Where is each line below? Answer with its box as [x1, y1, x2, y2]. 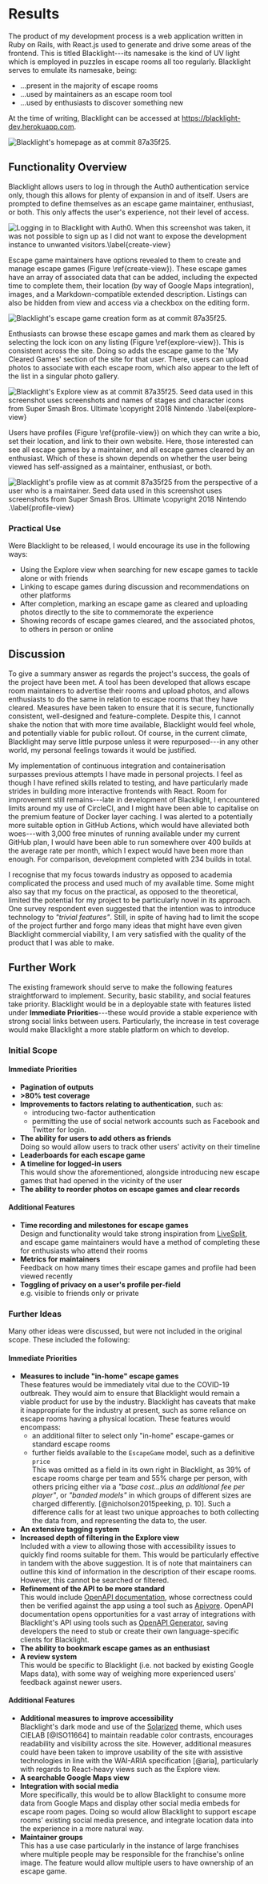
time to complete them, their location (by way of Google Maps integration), [8, 281, 254, 290]
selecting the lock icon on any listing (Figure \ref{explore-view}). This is [8, 337, 245, 346]
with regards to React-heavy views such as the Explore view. [19, 1764, 221, 1774]
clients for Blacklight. [19, 1634, 90, 1644]
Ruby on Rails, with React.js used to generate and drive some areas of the [8, 39, 252, 49]
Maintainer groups [19, 1832, 83, 1842]
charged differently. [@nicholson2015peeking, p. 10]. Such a [31, 1498, 231, 1508]
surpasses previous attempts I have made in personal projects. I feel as [8, 769, 243, 778]
